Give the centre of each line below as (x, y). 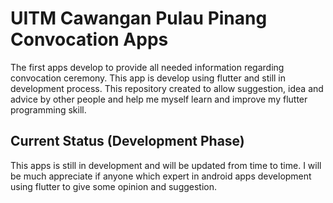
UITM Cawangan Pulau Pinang (139, 18)
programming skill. (48, 109)
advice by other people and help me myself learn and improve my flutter (159, 99)
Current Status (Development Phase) (127, 141)
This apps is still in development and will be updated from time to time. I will (166, 165)
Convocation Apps (89, 39)
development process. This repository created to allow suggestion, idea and (167, 88)
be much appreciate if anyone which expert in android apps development (161, 176)
